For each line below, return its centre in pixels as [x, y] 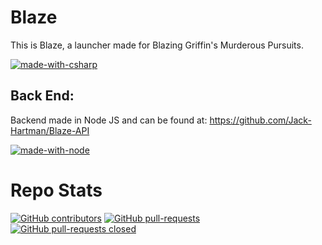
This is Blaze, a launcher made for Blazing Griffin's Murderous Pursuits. [157, 45]
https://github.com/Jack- [260, 120]
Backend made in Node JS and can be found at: [109, 120]
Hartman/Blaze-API [50, 130]
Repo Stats [56, 190]
